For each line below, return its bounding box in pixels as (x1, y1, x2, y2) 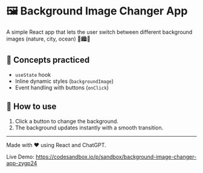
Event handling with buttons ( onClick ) (14, 83, 109, 91)
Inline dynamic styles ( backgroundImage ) (14, 77, 114, 85)
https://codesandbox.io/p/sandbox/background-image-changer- (35, 153, 197, 160)
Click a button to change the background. (14, 117, 119, 125)
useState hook (14, 71, 51, 78)
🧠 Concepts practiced (6, 55, 90, 65)
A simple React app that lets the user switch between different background (6, 28, 193, 36)
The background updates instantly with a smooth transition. (14, 124, 164, 131)
